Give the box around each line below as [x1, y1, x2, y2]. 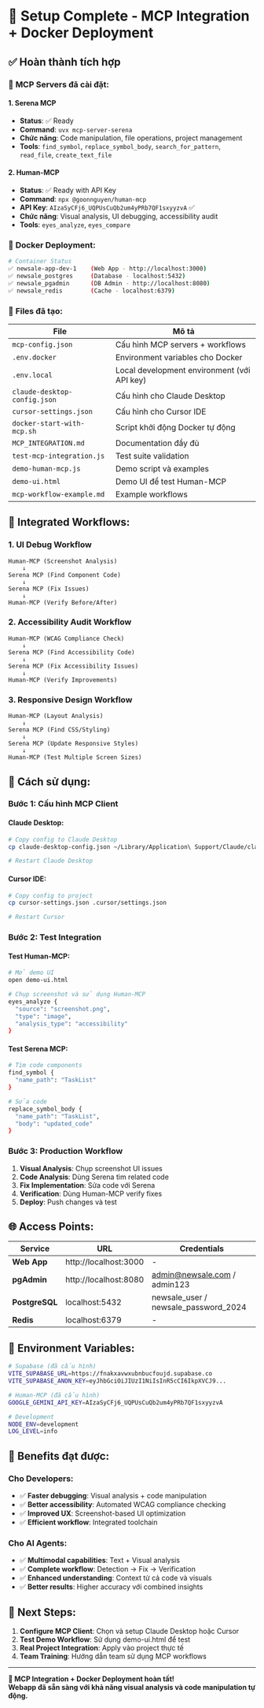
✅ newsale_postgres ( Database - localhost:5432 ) [8, 272, 186, 280]
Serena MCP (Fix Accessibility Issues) [8, 662, 139, 670]
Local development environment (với [115, 364, 251, 375]
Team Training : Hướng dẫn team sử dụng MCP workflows [19, 1651, 207, 1661]
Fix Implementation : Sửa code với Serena [19, 1180, 156, 1189]
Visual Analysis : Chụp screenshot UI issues [19, 1163, 163, 1173]
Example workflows [115, 489, 189, 500]
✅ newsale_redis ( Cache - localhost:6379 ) [8, 287, 175, 295]
